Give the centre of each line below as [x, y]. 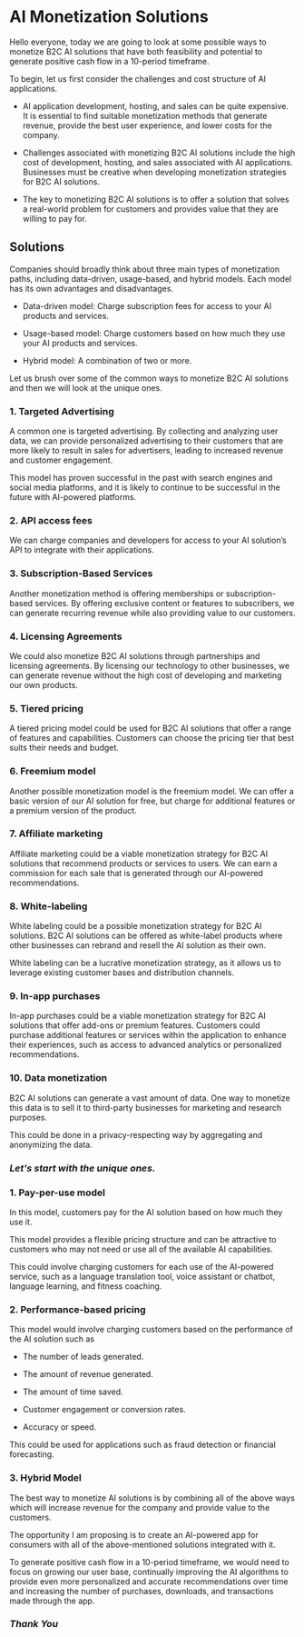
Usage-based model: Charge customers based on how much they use [154, 333]
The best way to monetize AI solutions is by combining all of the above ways [152, 1498]
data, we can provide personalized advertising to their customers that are [147, 441]
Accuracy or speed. [59, 1427]
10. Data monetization [59, 1078]
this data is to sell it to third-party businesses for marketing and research [146, 1107]
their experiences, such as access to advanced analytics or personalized [146, 1045]
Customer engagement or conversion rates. [104, 1410]
